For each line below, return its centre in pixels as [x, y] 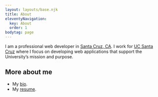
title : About [18, 14]
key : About [21, 23]
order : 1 [18, 28]
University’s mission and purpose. [39, 57]
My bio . [20, 84]
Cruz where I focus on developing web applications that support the [74, 51]
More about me [29, 72]
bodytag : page [20, 32]
